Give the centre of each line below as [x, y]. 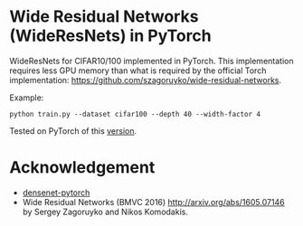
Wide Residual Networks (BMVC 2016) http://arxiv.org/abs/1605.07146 [153, 202]
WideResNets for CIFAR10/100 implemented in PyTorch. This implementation [151, 61]
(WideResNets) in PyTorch [110, 36]
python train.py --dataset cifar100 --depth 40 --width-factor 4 [135, 114]
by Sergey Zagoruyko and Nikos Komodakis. [105, 212]
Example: [27, 98]
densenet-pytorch [56, 193]
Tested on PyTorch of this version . [73, 131]
